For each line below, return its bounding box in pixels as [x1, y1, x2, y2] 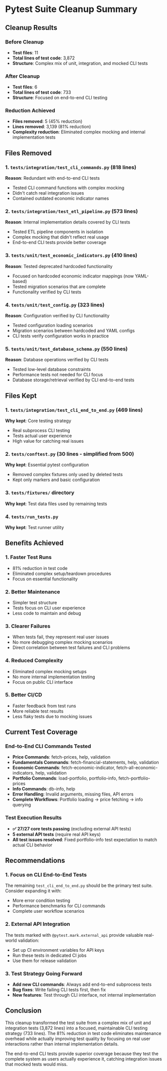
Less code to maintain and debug [12, 610, 81, 616]
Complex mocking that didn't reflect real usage [12, 234, 109, 240]
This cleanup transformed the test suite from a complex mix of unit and [5, 1020, 151, 1026]
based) [12, 278, 27, 284]
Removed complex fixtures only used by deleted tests [12, 472, 123, 478]
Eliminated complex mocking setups [12, 668, 87, 674]
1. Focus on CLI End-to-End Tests [5, 871, 87, 878]
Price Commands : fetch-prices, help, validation [12, 754, 111, 760]
